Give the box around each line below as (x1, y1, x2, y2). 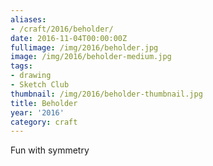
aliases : (10, 14, 47, 25)
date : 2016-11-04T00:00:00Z (10, 33, 128, 43)
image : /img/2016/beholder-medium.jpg (10, 52, 172, 62)
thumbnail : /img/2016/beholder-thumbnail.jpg (10, 89, 203, 99)
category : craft (10, 117, 78, 127)
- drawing (10, 71, 52, 81)
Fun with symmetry (10, 144, 90, 156)
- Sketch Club (10, 80, 70, 90)
